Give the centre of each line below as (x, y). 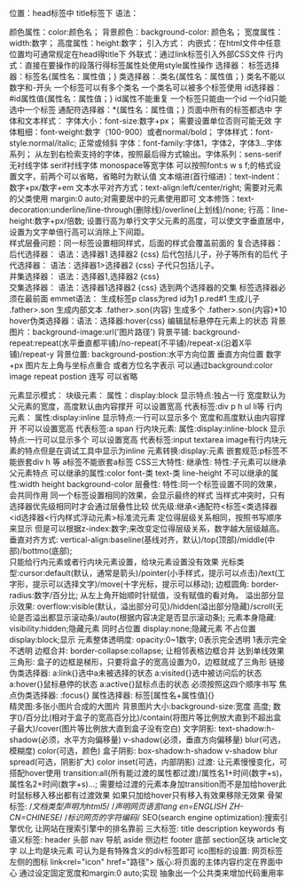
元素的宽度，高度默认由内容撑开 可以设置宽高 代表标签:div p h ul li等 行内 (149, 406)
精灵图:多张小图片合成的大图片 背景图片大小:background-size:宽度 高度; (141, 706)
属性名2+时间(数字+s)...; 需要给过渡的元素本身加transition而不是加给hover (144, 784)
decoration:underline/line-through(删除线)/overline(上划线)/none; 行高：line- (149, 210)
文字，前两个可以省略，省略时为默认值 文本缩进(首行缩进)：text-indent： (149, 176)
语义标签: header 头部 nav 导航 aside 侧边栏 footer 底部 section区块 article (145, 839)
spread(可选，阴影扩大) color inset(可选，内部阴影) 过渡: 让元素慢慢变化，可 (148, 762)
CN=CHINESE (35, 817)
